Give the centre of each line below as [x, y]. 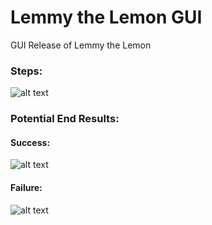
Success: [30, 142]
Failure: [26, 187]
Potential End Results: [65, 119]
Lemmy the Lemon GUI [106, 17]
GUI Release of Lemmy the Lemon [81, 45]
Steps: [26, 71]
